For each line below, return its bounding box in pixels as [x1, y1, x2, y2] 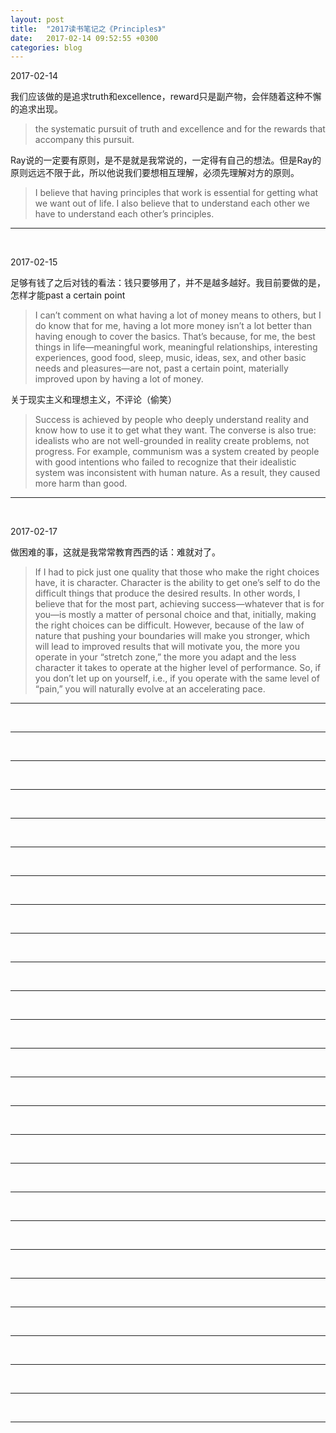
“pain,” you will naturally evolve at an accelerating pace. [34, 683, 266, 695]
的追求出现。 [10, 103, 63, 115]
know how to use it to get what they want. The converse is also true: [34, 424, 317, 436]
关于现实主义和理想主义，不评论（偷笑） [10, 394, 177, 406]
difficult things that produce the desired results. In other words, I [34, 587, 301, 600]
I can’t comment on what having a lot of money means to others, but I [34, 309, 322, 321]
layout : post [10, 14, 65, 25]
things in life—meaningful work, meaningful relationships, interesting [34, 341, 318, 353]
